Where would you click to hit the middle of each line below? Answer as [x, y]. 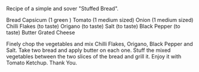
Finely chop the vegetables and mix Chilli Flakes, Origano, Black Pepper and [100, 44]
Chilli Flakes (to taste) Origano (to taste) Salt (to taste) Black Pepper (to [93, 26]
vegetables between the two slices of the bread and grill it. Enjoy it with [94, 56]
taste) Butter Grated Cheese [41, 32]
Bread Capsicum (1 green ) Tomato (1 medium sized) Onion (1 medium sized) [100, 20]
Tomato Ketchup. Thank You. [42, 63]
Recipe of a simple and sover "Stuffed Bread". [63, 9]
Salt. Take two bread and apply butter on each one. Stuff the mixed [88, 50]
